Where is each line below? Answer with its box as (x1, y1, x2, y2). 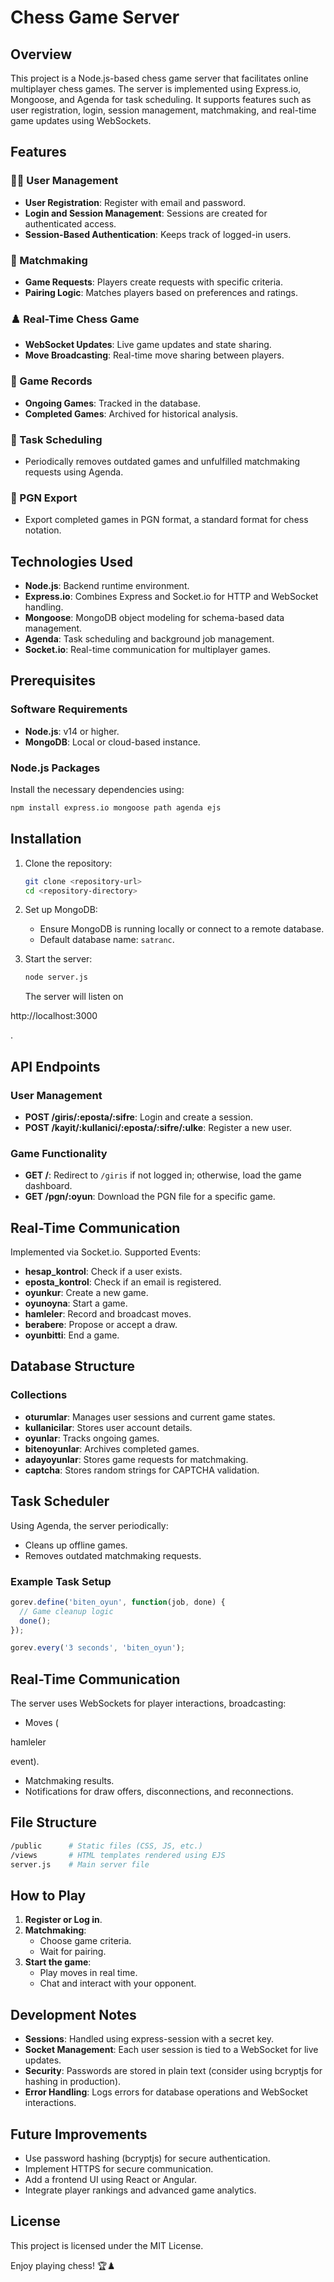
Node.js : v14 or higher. (24, 725, 120, 737)
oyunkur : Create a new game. (24, 1287, 149, 1299)
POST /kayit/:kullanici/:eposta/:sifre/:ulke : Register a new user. (24, 1121, 292, 1133)
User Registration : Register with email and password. (24, 196, 247, 208)
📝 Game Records (10, 374, 93, 388)
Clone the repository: (24, 857, 113, 869)
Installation (10, 831, 82, 848)
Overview (10, 46, 73, 63)
